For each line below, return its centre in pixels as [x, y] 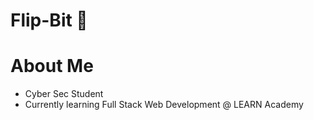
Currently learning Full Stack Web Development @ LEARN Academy [164, 105]
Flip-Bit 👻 [49, 20]
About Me [52, 66]
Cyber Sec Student [64, 94]
